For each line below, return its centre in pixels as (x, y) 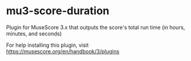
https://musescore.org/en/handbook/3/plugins (63, 51)
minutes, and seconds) (34, 33)
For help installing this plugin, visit (47, 45)
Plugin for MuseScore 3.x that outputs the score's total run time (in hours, (96, 27)
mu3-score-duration (58, 11)
